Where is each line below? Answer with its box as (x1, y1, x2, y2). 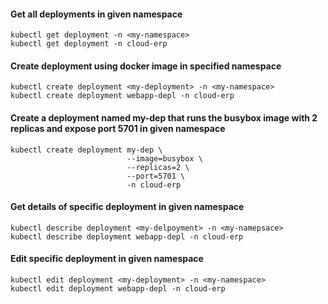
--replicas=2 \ (126, 162, 190, 172)
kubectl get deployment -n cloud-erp (10, 39, 168, 49)
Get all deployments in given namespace (10, 8, 183, 20)
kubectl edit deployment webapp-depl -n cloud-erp (10, 284, 226, 294)
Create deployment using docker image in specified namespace (10, 60, 282, 72)
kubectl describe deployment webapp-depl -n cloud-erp (10, 231, 244, 242)
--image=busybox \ (126, 153, 203, 164)
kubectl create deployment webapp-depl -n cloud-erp (10, 91, 235, 101)
